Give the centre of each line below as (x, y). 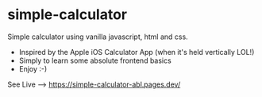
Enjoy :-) (33, 68)
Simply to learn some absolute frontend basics (95, 60)
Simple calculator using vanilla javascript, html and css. (98, 37)
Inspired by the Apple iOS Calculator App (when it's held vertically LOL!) (137, 52)
